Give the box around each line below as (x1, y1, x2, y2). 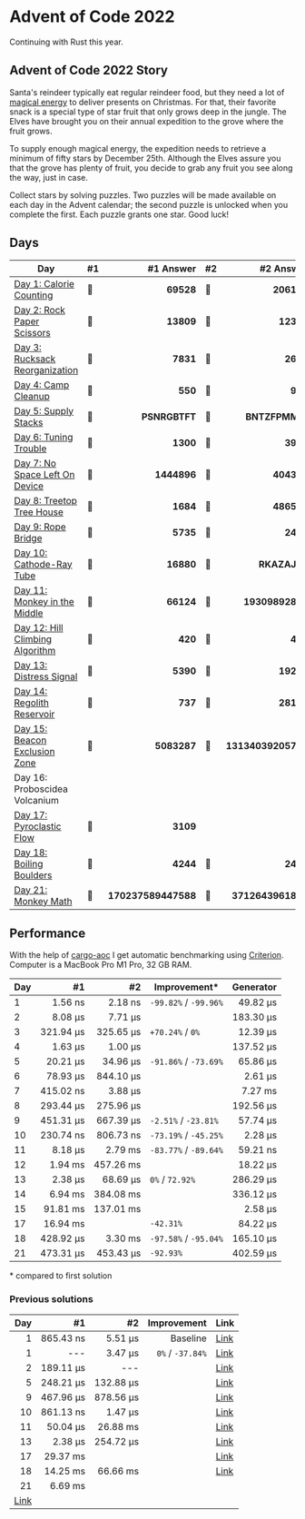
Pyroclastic (14, 820, 62, 833)
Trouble (14, 442, 47, 455)
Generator (231, 981, 278, 993)
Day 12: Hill (14, 621, 64, 634)
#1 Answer (147, 261, 197, 274)
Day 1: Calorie (14, 277, 75, 290)
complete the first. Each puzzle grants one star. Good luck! (9, 209, 230, 220)
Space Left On (14, 468, 75, 480)
